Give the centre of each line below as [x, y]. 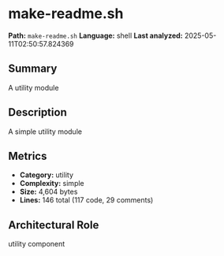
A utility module [34, 87]
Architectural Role [54, 225]
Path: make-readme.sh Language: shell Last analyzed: [95, 35]
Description [37, 112]
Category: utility [46, 175]
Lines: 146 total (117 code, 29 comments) [86, 200]
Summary [33, 69]
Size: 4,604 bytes [49, 192]
